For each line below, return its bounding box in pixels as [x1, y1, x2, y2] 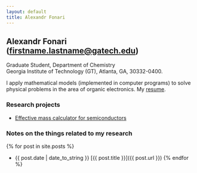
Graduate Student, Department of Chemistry [6, 61, 115, 69]
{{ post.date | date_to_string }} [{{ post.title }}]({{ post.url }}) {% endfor [14, 154, 189, 161]
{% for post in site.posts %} [6, 143, 75, 150]
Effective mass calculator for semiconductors [14, 114, 127, 121]
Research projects [6, 101, 61, 109]
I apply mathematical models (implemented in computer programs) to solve [6, 79, 191, 86]
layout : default [6, 8, 47, 15]
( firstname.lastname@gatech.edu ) [6, 45, 139, 55]
